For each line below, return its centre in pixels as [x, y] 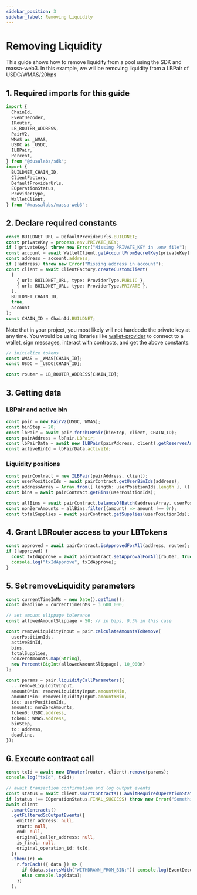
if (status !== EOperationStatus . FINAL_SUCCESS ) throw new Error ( [89, 799]
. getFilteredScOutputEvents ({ [48, 815]
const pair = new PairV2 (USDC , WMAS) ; [53, 421]
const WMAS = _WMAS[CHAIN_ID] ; [44, 359]
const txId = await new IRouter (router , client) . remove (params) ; [87, 772]
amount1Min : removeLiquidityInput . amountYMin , [69, 697]
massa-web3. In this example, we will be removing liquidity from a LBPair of [98, 69]
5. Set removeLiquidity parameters [71, 586]
